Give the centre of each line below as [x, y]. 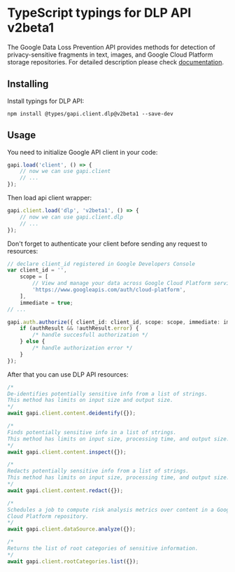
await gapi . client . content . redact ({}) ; [65, 490]
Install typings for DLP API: [46, 101]
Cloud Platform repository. [48, 516]
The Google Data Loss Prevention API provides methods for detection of [111, 47]
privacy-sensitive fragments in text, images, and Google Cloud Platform [110, 55]
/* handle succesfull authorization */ [91, 335]
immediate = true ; [47, 302]
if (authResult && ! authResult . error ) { [79, 328]
